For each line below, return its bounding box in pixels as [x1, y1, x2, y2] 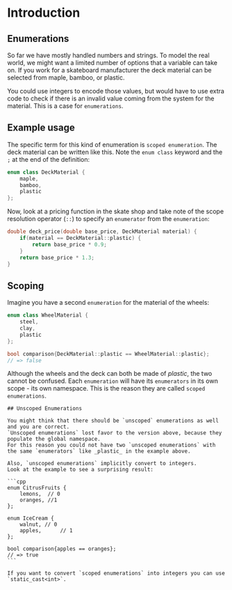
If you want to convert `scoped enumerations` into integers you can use [7, 570, 226, 577]
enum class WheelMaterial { [7, 312, 89, 319]
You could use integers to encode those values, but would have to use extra [7, 87, 224, 95]
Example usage [7, 122, 75, 134]
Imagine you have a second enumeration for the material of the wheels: [7, 298, 210, 307]
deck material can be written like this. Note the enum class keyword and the [7, 148, 223, 156]
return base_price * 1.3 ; [19, 254, 95, 261]
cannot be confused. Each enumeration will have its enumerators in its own [7, 377, 219, 385]
